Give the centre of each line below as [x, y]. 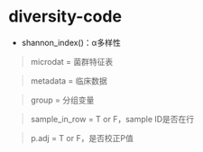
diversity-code [65, 17]
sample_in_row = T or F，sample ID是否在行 [112, 119]
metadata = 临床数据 [69, 80]
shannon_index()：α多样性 [71, 42]
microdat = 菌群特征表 [72, 61]
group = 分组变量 [62, 100]
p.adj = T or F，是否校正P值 [82, 138]
